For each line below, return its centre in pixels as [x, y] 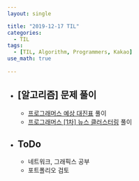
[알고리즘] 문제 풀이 [57, 95]
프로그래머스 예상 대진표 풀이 [67, 113]
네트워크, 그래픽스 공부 [59, 162]
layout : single [29, 14]
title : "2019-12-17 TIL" [43, 26]
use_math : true [29, 59]
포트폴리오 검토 [49, 171]
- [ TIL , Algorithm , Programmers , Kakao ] [73, 52]
